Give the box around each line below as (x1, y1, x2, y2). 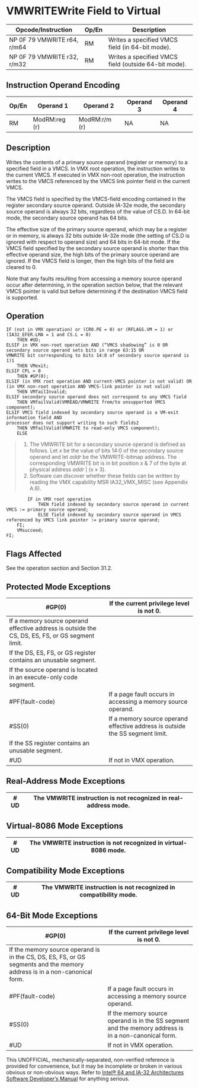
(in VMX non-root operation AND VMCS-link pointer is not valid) (6, 384, 171, 390)
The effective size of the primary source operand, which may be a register (6, 225, 188, 232)
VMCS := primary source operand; (6, 507, 89, 513)
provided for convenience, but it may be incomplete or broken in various (6, 1063, 182, 1070)
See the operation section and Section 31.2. (6, 564, 113, 572)
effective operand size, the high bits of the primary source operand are (6, 251, 179, 258)
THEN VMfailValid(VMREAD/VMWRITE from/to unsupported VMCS (17, 399, 166, 406)
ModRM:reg (33, 115, 66, 123)
